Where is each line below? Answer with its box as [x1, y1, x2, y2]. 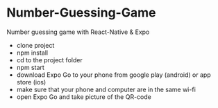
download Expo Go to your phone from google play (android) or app [16, 71, 211, 79]
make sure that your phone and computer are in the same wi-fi [16, 85, 196, 93]
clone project [16, 41, 55, 49]
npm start [16, 63, 44, 71]
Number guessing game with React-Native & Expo [6, 28, 150, 36]
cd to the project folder [16, 55, 83, 64]
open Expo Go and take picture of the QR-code [16, 92, 152, 101]
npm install [16, 48, 49, 57]
